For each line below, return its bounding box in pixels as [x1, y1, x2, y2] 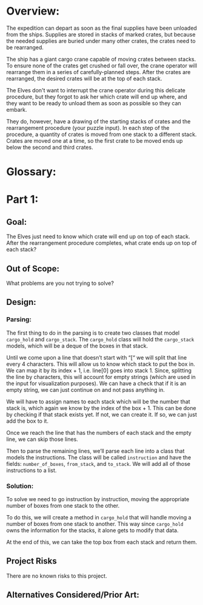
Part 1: [6, 193, 39, 207]
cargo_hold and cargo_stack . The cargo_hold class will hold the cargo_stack [6, 335, 195, 343]
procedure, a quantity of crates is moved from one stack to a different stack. [6, 131, 197, 138]
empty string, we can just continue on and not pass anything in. [6, 386, 165, 393]
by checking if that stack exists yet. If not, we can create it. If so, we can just [6, 411, 198, 418]
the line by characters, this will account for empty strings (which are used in [6, 373, 196, 380]
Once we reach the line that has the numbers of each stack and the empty [6, 429, 192, 436]
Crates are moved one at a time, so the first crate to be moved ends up [6, 137, 183, 144]
